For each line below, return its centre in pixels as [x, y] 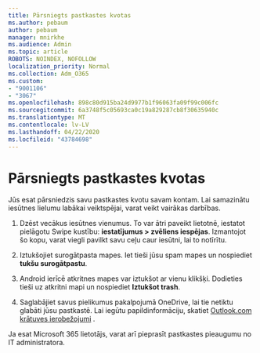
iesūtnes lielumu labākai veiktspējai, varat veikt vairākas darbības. [114, 208]
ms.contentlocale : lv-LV [49, 125]
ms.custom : [26, 81]
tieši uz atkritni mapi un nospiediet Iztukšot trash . [100, 287]
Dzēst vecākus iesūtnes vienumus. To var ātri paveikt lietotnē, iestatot [132, 224]
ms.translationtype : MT [47, 118]
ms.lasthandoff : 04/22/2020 [54, 132]
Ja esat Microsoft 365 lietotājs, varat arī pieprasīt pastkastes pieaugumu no [130, 334]
